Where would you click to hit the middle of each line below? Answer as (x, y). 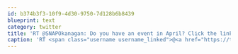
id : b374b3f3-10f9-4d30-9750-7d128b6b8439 (71, 14)
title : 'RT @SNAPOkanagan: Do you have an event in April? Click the (112, 33)
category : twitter (34, 27)
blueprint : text (31, 20)
